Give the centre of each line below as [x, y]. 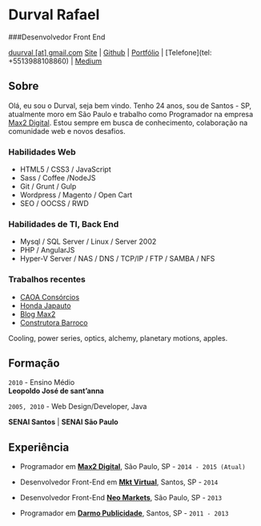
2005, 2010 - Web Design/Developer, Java [78, 407]
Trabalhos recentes [47, 280]
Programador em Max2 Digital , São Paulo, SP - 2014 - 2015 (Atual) [133, 467]
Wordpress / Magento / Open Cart [76, 195]
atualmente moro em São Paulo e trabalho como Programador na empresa [131, 114]
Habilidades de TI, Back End [64, 224]
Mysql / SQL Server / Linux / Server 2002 [88, 241]
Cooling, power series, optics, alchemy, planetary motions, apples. [118, 338]
